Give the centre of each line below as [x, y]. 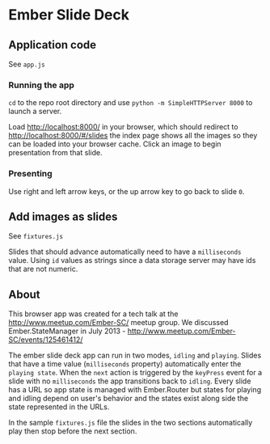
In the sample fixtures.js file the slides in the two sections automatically [131, 423]
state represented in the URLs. [59, 407]
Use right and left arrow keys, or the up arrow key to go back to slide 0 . [127, 191]
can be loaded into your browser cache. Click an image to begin [115, 144]
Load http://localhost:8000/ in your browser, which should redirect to [123, 127]
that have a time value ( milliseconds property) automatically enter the [125, 364]
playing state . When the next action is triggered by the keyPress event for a [135, 373]
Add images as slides [63, 216]
